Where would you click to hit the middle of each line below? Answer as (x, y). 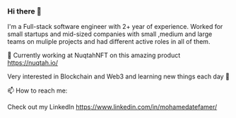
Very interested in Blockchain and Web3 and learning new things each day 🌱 (118, 76)
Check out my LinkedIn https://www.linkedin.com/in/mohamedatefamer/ (112, 107)
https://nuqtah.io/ (33, 63)
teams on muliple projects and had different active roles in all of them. (109, 42)
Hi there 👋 (25, 11)
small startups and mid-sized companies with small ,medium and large (110, 34)
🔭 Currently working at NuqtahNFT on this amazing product (94, 55)
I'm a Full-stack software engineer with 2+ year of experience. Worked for (115, 27)
